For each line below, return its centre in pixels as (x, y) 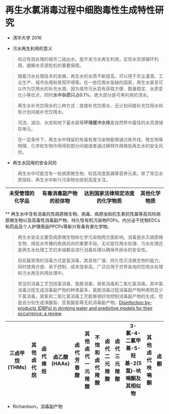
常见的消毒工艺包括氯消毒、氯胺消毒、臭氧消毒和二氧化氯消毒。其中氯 (90, 283)
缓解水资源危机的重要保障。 (55, 65)
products (27, 308)
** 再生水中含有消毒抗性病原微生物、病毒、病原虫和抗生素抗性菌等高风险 (81, 214)
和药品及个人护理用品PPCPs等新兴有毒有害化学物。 (59, 226)
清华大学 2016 (27, 38)
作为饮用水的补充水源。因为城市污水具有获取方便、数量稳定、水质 (90, 88)
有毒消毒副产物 (60, 193)
